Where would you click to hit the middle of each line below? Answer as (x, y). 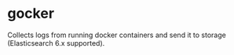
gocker (31, 14)
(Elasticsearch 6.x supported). (56, 43)
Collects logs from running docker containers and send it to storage (117, 35)
